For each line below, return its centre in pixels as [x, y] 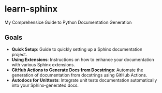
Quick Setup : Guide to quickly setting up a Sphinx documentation [77, 49]
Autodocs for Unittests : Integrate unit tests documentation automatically [84, 80]
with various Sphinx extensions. [43, 64]
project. [19, 54]
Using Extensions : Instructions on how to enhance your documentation [83, 60]
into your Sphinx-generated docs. [45, 85]
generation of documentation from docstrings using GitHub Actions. [79, 75]
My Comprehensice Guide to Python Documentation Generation [68, 22]
